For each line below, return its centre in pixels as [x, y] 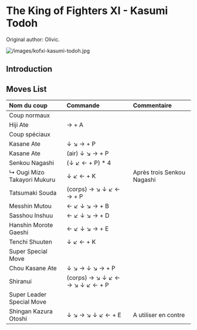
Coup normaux [30, 115]
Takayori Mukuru [32, 180]
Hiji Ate [19, 125]
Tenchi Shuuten [31, 242]
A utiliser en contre [159, 315]
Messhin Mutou [30, 206]
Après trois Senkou [159, 173]
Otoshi [18, 319]
